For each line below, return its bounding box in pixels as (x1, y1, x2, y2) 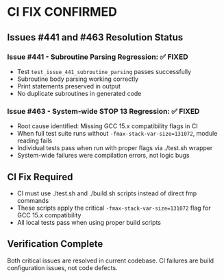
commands (16, 196, 49, 204)
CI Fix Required (7, 171, 73, 182)
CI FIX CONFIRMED (7, 4, 118, 20)
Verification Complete (7, 238, 103, 250)
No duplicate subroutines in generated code (16, 89, 142, 97)
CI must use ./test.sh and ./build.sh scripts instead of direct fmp (16, 189, 197, 197)
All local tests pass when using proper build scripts (16, 218, 161, 226)
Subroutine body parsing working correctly (16, 75, 139, 83)
